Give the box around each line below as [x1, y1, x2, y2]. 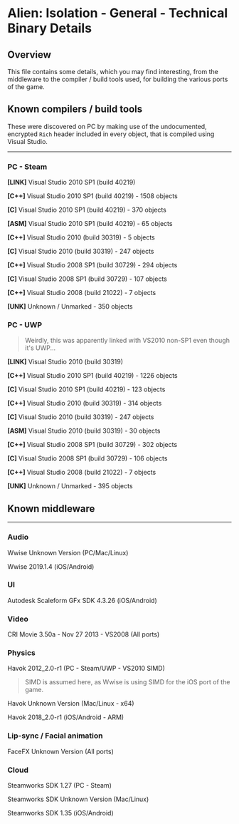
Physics [7, 648, 36, 658]
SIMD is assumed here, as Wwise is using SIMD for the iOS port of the [24, 678, 230, 686]
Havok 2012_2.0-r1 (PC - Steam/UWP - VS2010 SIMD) [7, 664, 166, 673]
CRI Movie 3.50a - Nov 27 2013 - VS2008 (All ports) [7, 630, 160, 639]
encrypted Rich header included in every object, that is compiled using [7, 130, 215, 138]
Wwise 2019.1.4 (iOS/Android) [7, 562, 95, 571]
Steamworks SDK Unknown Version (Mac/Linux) [7, 795, 149, 803]
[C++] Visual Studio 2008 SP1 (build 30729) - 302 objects [7, 441, 178, 449]
